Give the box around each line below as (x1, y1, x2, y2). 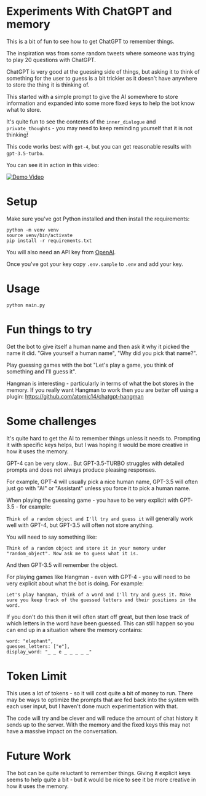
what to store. (6, 106, 42, 113)
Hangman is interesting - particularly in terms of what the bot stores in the (6, 380, 194, 387)
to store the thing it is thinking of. (6, 81, 90, 88)
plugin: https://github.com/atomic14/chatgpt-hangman (6, 392, 144, 400)
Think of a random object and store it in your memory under (6, 545, 167, 551)
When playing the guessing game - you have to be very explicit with (6, 496, 179, 504)
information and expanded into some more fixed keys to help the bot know (6, 99, 195, 107)
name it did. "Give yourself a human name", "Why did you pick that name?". (6, 349, 197, 357)
